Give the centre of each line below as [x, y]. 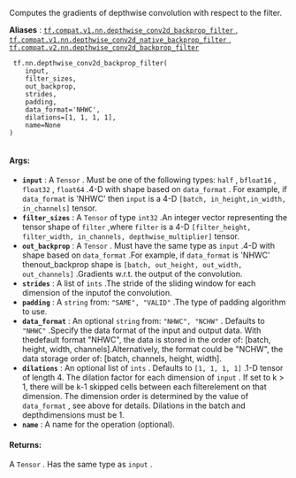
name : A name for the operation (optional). [98, 425]
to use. [34, 312]
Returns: [26, 444]
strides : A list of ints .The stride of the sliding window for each [139, 283]
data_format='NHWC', [63, 110]
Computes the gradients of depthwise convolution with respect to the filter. [146, 13]
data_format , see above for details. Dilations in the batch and [133, 405]
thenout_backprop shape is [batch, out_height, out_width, [132, 265]
